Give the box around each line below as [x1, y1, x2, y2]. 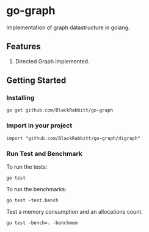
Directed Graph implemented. [15, 57, 90, 65]
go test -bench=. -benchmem [6, 220, 78, 226]
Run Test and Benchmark [6, 149, 82, 158]
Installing [6, 94, 35, 102]
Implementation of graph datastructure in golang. [6, 24, 130, 31]
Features [6, 41, 41, 52]
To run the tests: [6, 163, 48, 170]
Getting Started [6, 76, 67, 86]
